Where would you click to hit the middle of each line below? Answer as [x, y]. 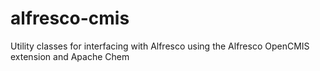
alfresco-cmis [70, 18]
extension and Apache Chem [70, 56]
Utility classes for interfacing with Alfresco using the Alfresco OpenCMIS [160, 46]
